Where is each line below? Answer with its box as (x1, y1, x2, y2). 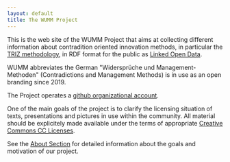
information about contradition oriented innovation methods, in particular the (7, 43, 223, 51)
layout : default (7, 10, 53, 17)
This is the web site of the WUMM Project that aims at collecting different (7, 35, 214, 43)
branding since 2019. (7, 78, 66, 86)
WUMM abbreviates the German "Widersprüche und (7, 63, 155, 71)
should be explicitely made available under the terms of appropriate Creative (7, 119, 223, 127)
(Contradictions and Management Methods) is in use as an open (40, 70, 222, 79)
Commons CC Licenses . (7, 126, 75, 135)
